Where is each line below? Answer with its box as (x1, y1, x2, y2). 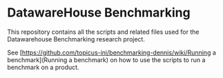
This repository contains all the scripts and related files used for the (7, 28, 200, 36)
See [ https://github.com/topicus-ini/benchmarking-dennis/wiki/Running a (7, 48, 216, 57)
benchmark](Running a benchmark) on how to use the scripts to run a (7, 55, 206, 64)
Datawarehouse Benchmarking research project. (7, 35, 145, 43)
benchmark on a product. (7, 63, 79, 71)
